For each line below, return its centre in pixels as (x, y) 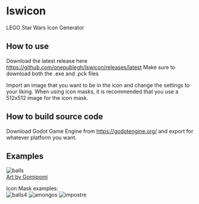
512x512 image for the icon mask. (47, 98)
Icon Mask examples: (32, 188)
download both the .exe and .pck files (53, 74)
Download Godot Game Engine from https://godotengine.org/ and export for (100, 131)
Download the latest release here (47, 60)
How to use (27, 46)
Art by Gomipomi (27, 177)
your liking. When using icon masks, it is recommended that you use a (92, 92)
